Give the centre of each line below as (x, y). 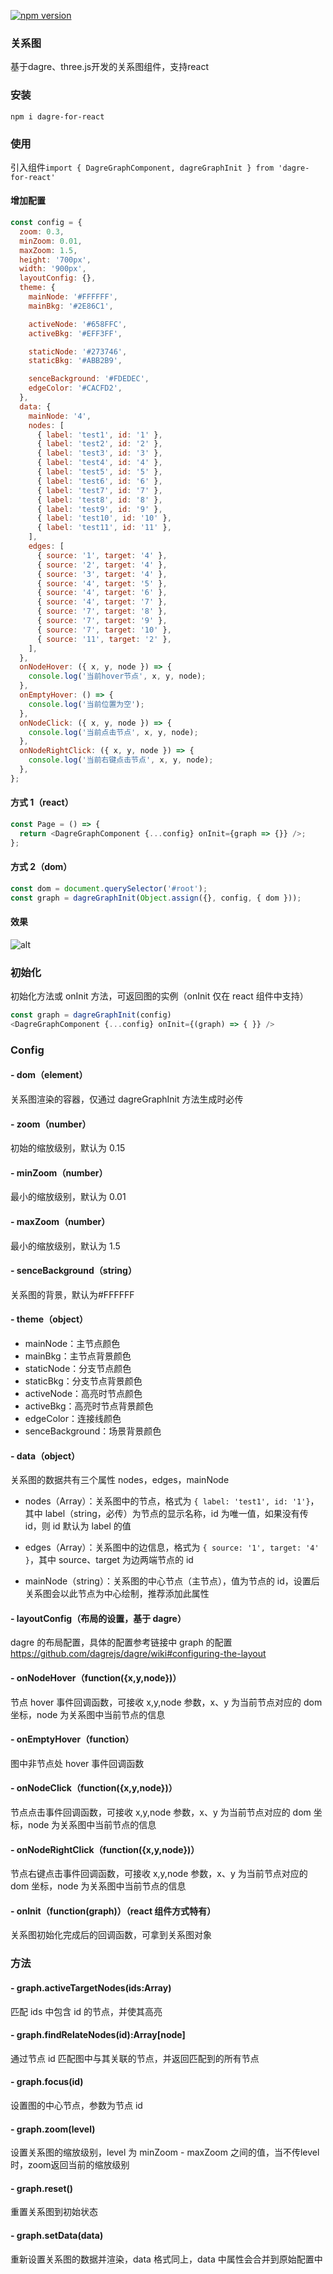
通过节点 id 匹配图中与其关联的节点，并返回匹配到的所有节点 (135, 2058)
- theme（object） (49, 1319)
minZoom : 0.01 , (51, 241)
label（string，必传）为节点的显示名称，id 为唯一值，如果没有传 (176, 1514)
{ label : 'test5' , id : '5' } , (99, 472)
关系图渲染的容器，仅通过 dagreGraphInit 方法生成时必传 (127, 1099)
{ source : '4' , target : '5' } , (102, 583)
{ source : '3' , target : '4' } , (102, 574)
